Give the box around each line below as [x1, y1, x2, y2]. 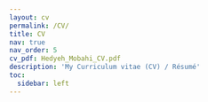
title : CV [9, 29, 46, 38]
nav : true [9, 37, 46, 47]
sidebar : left [17, 79, 69, 88]
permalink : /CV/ [9, 21, 69, 30]
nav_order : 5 [9, 46, 58, 55]
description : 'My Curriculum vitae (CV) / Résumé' [9, 63, 201, 72]
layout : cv [9, 12, 50, 22]
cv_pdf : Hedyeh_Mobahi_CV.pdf [9, 54, 122, 63]
